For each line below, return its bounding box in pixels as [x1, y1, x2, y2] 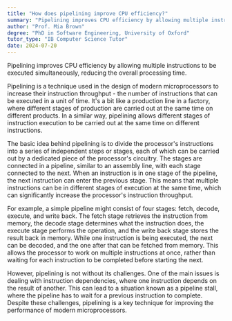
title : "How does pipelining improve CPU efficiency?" [7, 10, 168, 17]
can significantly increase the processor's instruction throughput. [7, 191, 193, 199]
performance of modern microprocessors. [7, 306, 128, 314]
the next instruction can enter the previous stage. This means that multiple [7, 176, 219, 184]
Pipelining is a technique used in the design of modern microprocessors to [7, 82, 219, 90]
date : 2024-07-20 [7, 42, 57, 49]
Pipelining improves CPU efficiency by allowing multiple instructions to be [7, 62, 217, 69]
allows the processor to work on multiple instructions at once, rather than [7, 248, 216, 257]
